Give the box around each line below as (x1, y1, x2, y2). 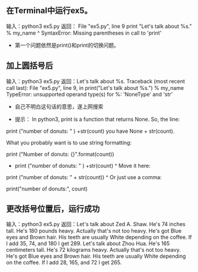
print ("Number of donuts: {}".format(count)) (6, 151, 114, 158)
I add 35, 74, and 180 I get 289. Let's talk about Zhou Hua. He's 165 (6, 240, 170, 247)
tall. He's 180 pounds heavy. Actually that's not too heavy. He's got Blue (6, 227, 182, 235)
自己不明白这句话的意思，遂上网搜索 (14, 103, 104, 110)
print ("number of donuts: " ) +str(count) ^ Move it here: (14, 162, 151, 169)
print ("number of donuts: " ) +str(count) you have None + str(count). (6, 127, 175, 135)
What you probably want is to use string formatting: (6, 139, 132, 146)
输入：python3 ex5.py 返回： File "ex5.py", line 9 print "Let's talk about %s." (6, 23, 192, 30)
